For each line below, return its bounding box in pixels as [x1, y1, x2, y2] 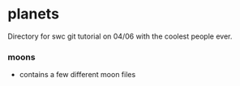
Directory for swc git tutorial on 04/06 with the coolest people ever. [7, 31, 233, 41]
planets [7, 5, 60, 23]
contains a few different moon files [19, 70, 136, 80]
